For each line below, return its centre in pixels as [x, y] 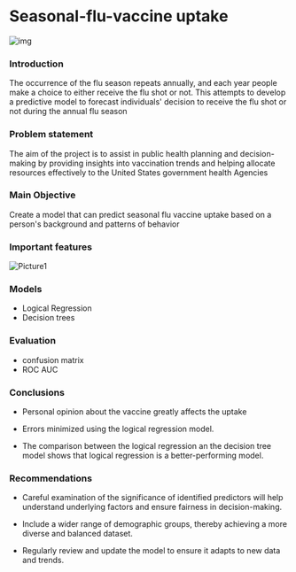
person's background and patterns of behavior [94, 224]
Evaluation [32, 341]
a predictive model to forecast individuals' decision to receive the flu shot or [148, 102]
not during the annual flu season [68, 112]
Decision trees [48, 318]
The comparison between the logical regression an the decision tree [147, 446]
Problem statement [51, 135]
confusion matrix [53, 359]
